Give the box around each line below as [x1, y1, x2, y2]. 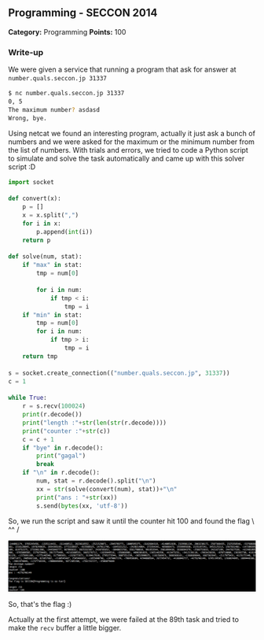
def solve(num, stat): [8, 253, 82, 261]
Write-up [8, 46, 44, 57]
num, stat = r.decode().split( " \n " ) [36, 477, 156, 485]
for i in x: [22, 220, 61, 228]
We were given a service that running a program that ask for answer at [8, 65, 237, 74]
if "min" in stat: [22, 311, 82, 319]
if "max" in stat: [22, 261, 82, 269]
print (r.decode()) [22, 411, 82, 419]
